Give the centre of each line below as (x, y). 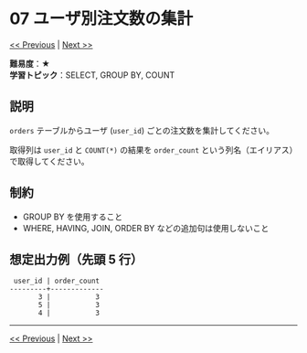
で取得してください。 (49, 161)
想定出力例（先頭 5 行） (76, 259)
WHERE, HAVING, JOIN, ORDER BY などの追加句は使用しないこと (146, 228)
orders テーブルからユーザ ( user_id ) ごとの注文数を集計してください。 (142, 130)
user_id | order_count (57, 281)
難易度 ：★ (30, 63)
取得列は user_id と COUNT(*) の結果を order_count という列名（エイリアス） (153, 150)
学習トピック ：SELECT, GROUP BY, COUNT (92, 75)
